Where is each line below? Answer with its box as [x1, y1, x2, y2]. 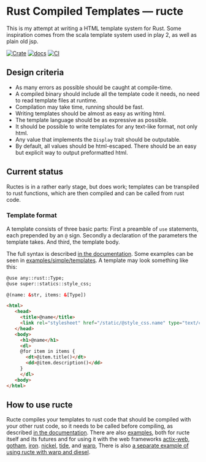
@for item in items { [20, 348, 75, 355]
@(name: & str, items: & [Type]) [6, 291, 86, 298]
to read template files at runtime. [15, 96, 98, 104]
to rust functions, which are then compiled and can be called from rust [6, 189, 185, 197]
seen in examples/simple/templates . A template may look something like [6, 256, 189, 264]
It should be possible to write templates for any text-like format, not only [15, 123, 198, 130]
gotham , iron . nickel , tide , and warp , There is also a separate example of [6, 442, 189, 449]
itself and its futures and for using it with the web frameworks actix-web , [6, 436, 190, 443]
